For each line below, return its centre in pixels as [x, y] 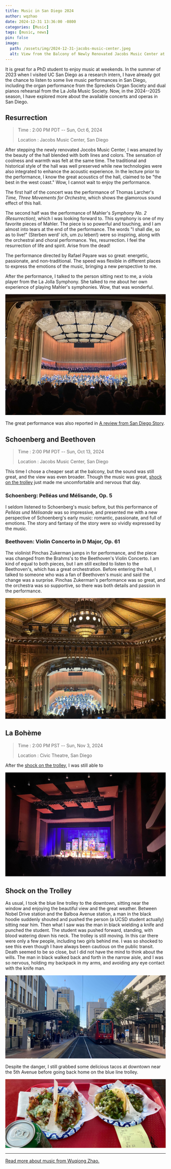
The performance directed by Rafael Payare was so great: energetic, [77, 256]
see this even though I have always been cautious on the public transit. [80, 947]
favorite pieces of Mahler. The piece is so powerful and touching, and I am [83, 224]
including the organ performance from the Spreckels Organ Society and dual [86, 85]
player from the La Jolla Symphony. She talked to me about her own [76, 282]
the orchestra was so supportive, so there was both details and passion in [83, 585]
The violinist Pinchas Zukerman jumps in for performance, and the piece [81, 553]
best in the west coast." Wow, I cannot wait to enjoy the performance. [78, 182]
